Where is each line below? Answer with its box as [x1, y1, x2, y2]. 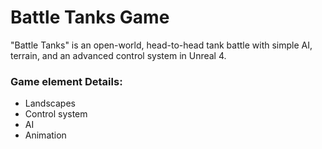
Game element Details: [10, 74, 123, 88]
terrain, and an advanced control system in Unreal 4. [10, 49, 227, 61]
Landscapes [24, 97, 76, 110]
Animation [24, 129, 67, 141]
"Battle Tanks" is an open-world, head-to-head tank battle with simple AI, [10, 39, 313, 51]
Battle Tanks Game [10, 6, 170, 29]
